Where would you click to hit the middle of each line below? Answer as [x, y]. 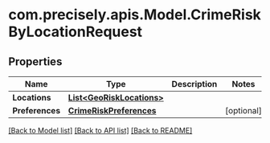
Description [194, 84]
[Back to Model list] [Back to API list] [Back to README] [100, 131]
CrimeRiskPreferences [112, 110]
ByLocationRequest [76, 32]
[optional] [243, 110]
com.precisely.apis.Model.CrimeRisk [135, 15]
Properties [35, 61]
